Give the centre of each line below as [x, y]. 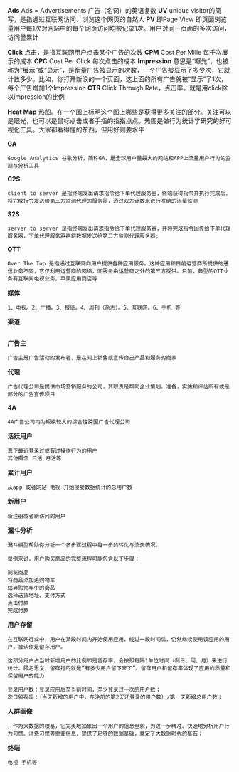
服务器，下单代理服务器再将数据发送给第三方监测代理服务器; [83, 236]
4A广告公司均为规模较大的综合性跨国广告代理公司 [69, 422]
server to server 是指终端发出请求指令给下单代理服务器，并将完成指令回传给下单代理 [119, 228]
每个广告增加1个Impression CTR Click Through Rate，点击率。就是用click [115, 88]
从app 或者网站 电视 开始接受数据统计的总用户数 [70, 487]
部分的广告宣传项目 [31, 394]
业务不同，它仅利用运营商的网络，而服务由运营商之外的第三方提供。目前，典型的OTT [118, 271]
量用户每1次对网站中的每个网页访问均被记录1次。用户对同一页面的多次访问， [119, 28]
